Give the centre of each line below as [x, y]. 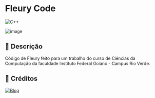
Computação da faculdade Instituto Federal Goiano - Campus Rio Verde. [77, 63]
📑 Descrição [24, 47]
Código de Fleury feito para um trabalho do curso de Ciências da [70, 58]
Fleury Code [30, 8]
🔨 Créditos [21, 79]
